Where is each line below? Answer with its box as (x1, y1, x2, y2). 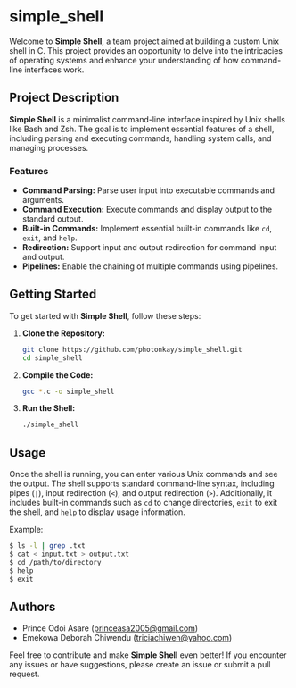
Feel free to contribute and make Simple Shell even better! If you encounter (9, 650, 287, 660)
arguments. (21, 195, 65, 206)
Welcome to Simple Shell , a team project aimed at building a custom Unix (9, 36, 279, 46)
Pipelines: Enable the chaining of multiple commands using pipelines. (21, 261, 279, 272)
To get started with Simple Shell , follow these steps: (9, 310, 201, 321)
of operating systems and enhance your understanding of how (9, 55, 239, 65)
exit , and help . (21, 232, 78, 243)
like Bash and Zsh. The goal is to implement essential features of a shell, (9, 123, 275, 134)
